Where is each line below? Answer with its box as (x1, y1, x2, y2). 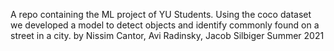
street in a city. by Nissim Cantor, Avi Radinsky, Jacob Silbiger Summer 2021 (10, 30, 325, 41)
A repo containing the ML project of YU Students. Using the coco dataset (10, 9, 312, 20)
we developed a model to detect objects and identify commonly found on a (10, 19, 320, 31)
